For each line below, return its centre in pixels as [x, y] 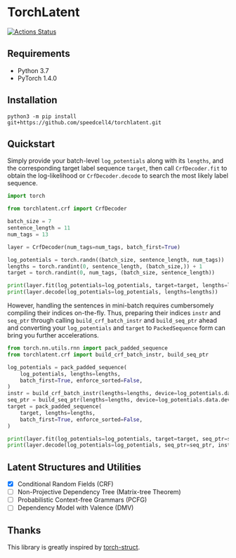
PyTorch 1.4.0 [37, 78]
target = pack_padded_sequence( [54, 406]
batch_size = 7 [29, 222]
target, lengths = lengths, [58, 413]
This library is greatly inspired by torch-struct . [74, 547]
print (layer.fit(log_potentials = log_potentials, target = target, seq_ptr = [118, 439]
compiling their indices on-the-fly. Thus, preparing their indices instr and [114, 313]
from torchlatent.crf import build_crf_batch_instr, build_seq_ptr [108, 354]
